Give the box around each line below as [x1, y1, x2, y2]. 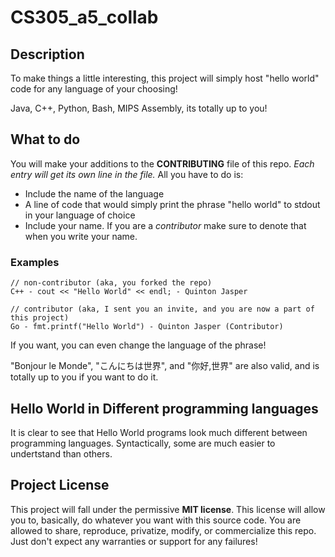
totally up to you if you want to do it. [10, 371, 159, 383]
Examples [10, 255, 60, 269]
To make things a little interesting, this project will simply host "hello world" [10, 72, 320, 84]
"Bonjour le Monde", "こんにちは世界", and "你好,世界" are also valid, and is [10, 360, 320, 372]
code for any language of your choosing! [10, 83, 178, 95]
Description [10, 46, 85, 63]
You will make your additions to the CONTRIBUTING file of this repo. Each [10, 157, 315, 170]
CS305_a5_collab [10, 6, 159, 29]
